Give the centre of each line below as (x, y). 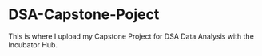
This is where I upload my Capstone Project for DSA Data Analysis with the (131, 36)
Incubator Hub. (33, 44)
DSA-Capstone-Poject (84, 15)
